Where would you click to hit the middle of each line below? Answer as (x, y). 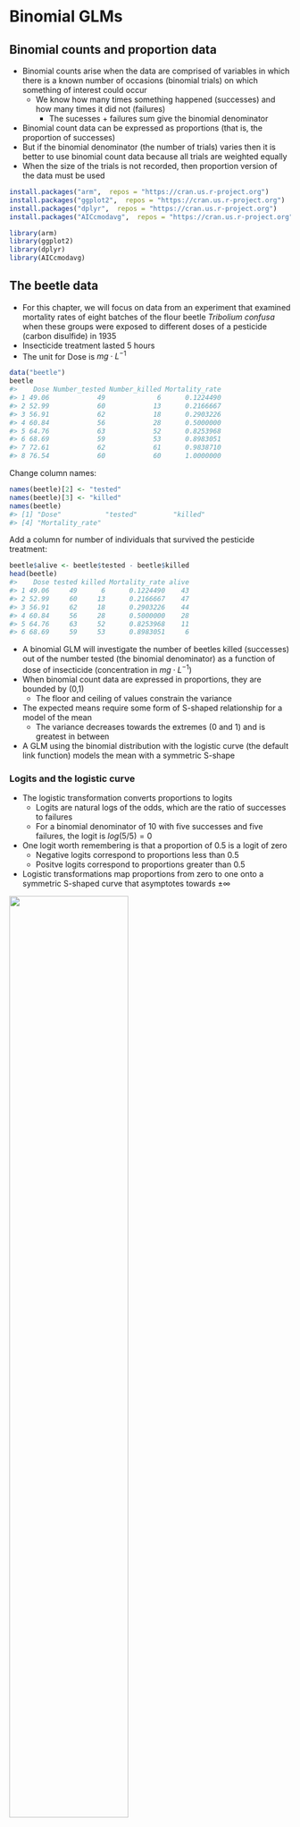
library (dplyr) (37, 250)
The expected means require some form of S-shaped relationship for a (152, 708)
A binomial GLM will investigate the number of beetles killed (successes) (156, 650)
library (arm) (33, 233)
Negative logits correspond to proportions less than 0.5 (137, 855)
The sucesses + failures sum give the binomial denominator (158, 119)
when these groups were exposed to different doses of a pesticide (145, 326)
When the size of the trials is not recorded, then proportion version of (150, 166)
